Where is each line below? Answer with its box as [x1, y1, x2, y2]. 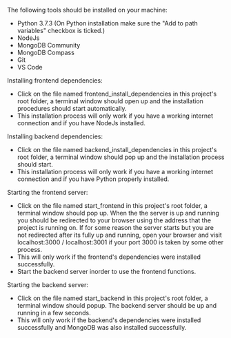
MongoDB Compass [17, 48, 74, 56]
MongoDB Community [17, 41, 81, 49]
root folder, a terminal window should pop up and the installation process [17, 153, 225, 161]
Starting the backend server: [7, 281, 88, 288]
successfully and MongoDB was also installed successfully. [17, 324, 187, 331]
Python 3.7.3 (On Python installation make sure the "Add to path [17, 19, 198, 27]
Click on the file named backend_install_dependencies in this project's [17, 146, 217, 154]
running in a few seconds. [17, 309, 91, 317]
